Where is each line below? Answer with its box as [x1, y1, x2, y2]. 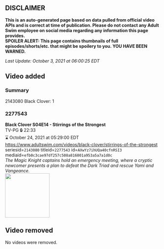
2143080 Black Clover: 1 [5, 98, 54, 104]
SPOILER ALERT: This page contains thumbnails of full [5, 38, 118, 44]
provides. [5, 32, 26, 38]
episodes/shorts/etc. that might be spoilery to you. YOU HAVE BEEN [5, 43, 148, 49]
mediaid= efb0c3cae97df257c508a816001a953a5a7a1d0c [5, 152, 112, 158]
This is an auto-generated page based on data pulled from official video [5, 17, 155, 23]
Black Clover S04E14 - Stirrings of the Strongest [5, 122, 106, 127]
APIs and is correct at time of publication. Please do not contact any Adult [5, 22, 159, 28]
